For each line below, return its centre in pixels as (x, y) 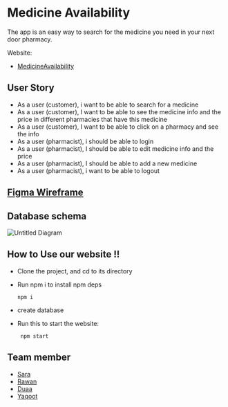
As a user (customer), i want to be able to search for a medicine (108, 105)
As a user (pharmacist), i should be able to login (85, 141)
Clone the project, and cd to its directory (75, 271)
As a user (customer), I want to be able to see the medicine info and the (119, 111)
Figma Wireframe (46, 193)
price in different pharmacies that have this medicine (92, 119)
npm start (35, 336)
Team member (39, 358)
